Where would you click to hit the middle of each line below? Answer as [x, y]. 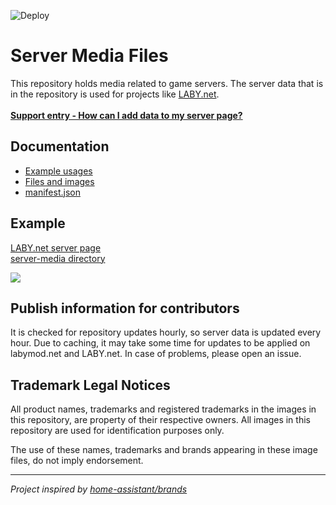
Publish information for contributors [125, 308]
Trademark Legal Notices [90, 385]
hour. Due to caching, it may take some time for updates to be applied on [160, 343]
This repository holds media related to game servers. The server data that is [167, 83]
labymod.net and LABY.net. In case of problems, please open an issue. [156, 354]
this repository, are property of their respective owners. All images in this [160, 420]
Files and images [59, 181]
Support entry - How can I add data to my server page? [126, 115]
